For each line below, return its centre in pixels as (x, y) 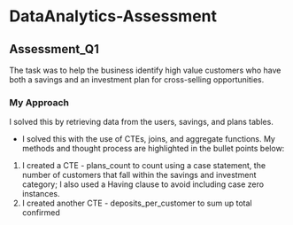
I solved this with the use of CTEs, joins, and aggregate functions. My (149, 139)
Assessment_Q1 (54, 49)
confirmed (41, 213)
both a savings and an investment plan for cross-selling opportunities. (137, 80)
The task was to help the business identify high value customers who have (145, 70)
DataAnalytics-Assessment (113, 16)
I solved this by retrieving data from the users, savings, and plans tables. (142, 122)
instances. (41, 194)
